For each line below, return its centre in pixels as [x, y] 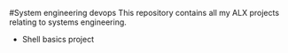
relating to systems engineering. [68, 22]
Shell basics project [58, 39]
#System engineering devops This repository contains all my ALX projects [144, 13]
